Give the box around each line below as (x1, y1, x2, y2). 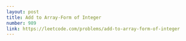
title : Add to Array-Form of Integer (6, 14, 102, 20)
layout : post (6, 8, 39, 15)
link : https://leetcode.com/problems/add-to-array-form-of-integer (6, 25, 181, 32)
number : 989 (6, 20, 36, 26)
